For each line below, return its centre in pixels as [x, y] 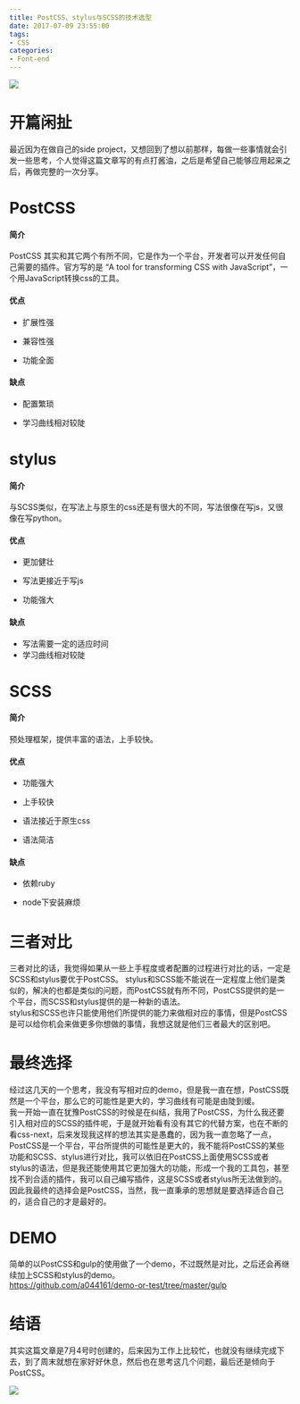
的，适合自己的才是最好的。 [60, 1201]
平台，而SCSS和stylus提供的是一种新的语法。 [101, 1002]
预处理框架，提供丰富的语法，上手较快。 [83, 739]
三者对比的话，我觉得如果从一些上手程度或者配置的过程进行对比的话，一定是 [150, 968]
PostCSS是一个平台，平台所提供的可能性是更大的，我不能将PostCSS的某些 [147, 1146]
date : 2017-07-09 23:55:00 [59, 26]
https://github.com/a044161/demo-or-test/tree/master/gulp [118, 1285]
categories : [31, 51]
